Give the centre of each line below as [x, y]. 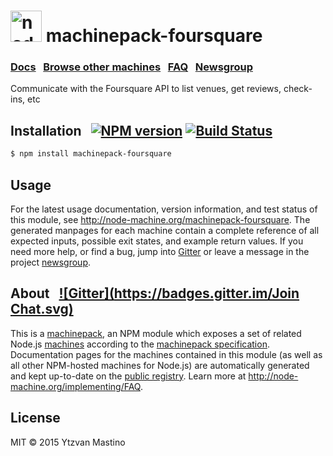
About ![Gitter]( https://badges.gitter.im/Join [155, 293]
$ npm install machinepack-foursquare [91, 154]
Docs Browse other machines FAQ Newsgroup [131, 67]
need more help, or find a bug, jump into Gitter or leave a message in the [160, 251]
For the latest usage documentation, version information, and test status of [164, 209]
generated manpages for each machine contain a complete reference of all [165, 230]
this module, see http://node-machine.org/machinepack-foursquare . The [160, 219]
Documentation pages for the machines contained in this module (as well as [166, 354]
